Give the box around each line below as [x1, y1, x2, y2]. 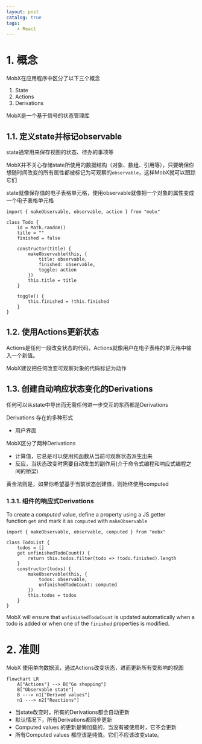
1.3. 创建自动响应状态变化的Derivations [6, 384, 153, 394]
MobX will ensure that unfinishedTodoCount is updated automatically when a [6, 613, 195, 620]
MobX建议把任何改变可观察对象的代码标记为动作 [6, 364, 127, 372]
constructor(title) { [17, 246, 71, 252]
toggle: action [38, 267, 77, 273]
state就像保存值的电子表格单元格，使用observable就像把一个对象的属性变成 [6, 189, 195, 196]
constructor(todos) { [17, 565, 71, 572]
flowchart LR [6, 676, 39, 682]
